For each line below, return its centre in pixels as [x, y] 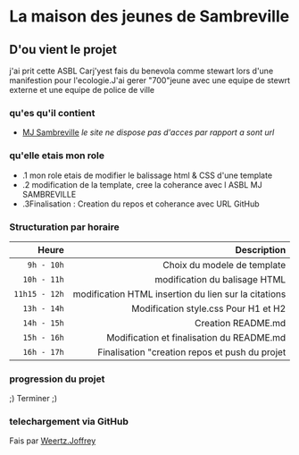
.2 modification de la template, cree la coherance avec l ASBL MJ [142, 184]
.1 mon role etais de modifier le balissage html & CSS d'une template [147, 175]
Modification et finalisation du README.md [196, 337]
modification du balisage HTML [220, 279]
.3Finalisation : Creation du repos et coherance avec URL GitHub [141, 204]
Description [261, 249]
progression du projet [57, 379]
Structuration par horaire [64, 227]
